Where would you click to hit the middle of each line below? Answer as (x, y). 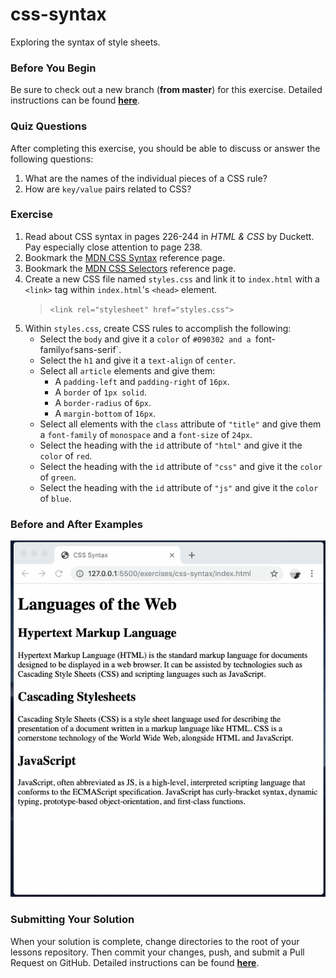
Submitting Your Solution (72, 920)
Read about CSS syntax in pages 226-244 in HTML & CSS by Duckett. (169, 236)
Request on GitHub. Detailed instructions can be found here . (135, 962)
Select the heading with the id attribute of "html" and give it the (171, 445)
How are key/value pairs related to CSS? (108, 189)
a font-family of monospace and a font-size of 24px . (146, 434)
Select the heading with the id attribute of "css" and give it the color (181, 466)
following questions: (52, 159)
